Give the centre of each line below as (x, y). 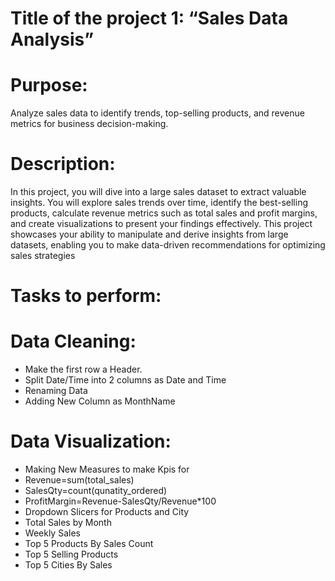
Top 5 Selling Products (71, 554)
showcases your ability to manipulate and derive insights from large (149, 234)
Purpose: (49, 85)
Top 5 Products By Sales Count (89, 544)
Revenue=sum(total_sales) (79, 480)
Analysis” (52, 39)
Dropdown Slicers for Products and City (107, 512)
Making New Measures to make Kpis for (107, 469)
